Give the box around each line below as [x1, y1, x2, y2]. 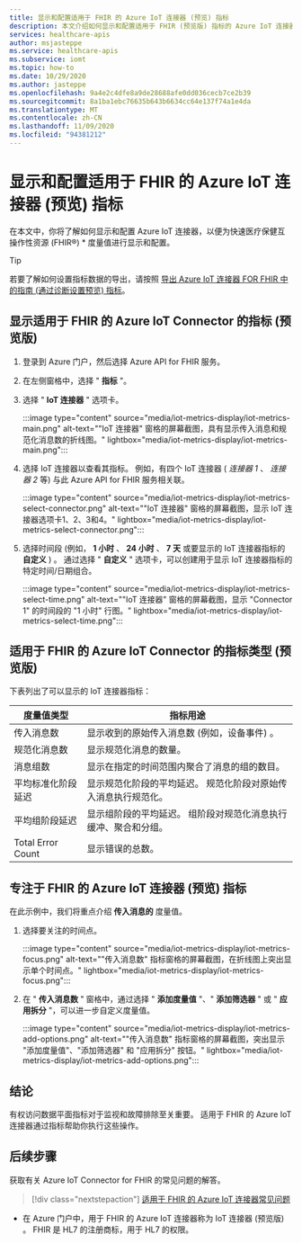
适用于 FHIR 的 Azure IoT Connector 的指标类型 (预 [9, 644, 292, 659]
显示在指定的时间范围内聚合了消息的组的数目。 [86, 761, 286, 774]
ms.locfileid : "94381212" [9, 130, 106, 139]
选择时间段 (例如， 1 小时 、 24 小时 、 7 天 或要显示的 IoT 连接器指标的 [22, 542, 286, 553]
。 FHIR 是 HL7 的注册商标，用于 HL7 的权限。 [22, 1224, 194, 1235]
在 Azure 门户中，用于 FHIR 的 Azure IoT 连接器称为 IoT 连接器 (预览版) [22, 1212, 285, 1223]
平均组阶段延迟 [13, 815, 78, 827]
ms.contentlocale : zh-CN [9, 113, 102, 122]
